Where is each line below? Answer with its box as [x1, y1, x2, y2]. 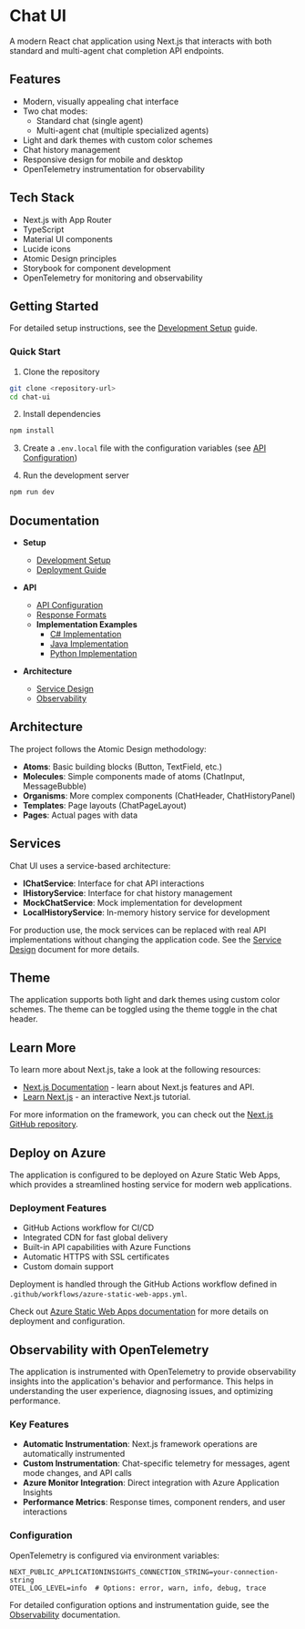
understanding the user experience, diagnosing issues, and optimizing [9, 1386, 273, 1397]
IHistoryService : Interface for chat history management [22, 887, 233, 898]
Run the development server [22, 470, 130, 481]
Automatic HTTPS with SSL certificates [22, 1251, 170, 1262]
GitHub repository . [9, 1119, 79, 1130]
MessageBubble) [22, 780, 87, 791]
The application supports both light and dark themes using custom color [9, 994, 280, 1005]
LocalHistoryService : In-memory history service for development [22, 907, 270, 918]
